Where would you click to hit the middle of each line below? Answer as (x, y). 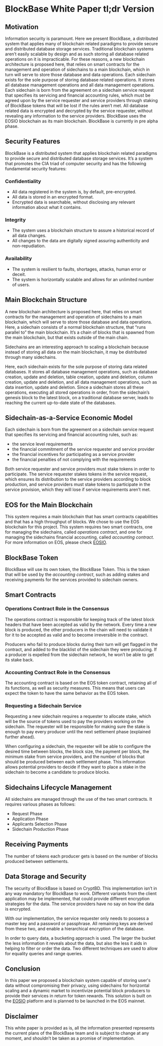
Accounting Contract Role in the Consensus (58, 672)
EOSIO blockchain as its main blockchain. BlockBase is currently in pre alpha (81, 121)
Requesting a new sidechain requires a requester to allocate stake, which (78, 716)
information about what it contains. (47, 207)
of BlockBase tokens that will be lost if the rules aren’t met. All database (77, 106)
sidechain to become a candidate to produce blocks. (57, 772)
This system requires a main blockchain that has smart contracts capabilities (81, 517)
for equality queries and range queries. (44, 953)
